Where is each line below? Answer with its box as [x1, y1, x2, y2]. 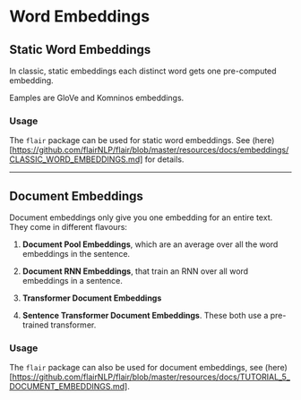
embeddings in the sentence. [21, 249, 131, 260]
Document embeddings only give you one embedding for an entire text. [9, 212, 273, 223]
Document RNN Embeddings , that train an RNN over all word [21, 266, 249, 277]
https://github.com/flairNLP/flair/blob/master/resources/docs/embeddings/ [12, 145, 289, 156]
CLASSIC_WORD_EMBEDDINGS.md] [9, 154, 143, 165]
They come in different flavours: [9, 222, 128, 233]
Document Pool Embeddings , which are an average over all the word [21, 239, 279, 250]
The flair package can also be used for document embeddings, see [9, 362, 263, 373]
